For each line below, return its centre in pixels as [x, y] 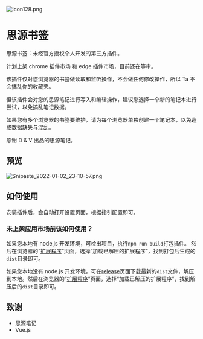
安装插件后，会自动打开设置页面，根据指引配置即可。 [72, 212]
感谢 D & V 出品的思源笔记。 [41, 140]
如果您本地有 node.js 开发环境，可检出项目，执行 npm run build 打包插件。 [98, 243]
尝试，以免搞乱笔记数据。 [38, 107]
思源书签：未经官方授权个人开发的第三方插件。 [64, 53]
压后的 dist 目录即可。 [33, 286]
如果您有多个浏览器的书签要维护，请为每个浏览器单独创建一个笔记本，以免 [99, 119]
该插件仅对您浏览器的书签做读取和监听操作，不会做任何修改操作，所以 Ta [97, 79]
